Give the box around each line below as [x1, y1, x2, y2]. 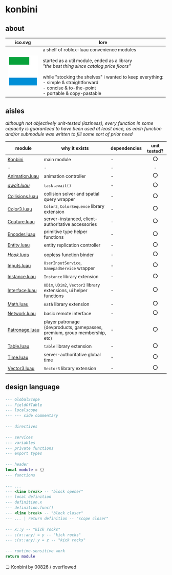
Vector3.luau [7, 365, 35, 371]
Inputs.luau [7, 262, 31, 269]
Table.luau [7, 343, 30, 350]
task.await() [44, 183, 72, 188]
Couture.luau [7, 218, 35, 224]
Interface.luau [7, 287, 37, 293]
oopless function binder [44, 252, 94, 258]
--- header [5, 462, 29, 467]
